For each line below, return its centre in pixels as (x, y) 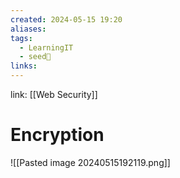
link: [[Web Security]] (54, 94)
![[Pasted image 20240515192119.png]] (90, 162)
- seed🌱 (35, 57)
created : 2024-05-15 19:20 (66, 19)
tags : (21, 38)
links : (24, 66)
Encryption (57, 135)
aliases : (28, 29)
